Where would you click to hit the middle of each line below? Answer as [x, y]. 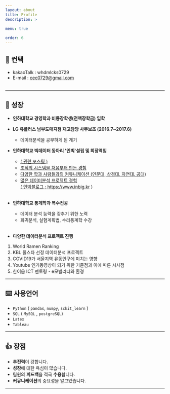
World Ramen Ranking [36, 246]
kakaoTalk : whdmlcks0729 [41, 72]
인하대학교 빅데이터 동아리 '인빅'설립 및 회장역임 [60, 151]
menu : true [17, 29]
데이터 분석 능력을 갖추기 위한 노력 [54, 213]
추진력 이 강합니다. [30, 362]
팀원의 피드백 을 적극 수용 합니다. [44, 374]
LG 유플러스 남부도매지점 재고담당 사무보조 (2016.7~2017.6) [72, 129]
